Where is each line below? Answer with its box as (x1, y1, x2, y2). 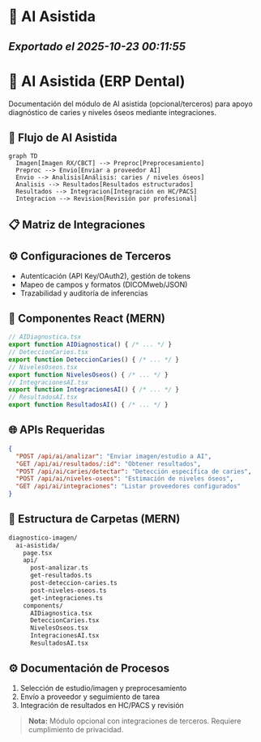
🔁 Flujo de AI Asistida (8, 130, 118, 144)
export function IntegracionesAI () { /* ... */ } (8, 386, 180, 394)
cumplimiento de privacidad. (28, 724, 124, 734)
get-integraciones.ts (29, 594, 104, 602)
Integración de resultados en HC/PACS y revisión (19, 700, 184, 710)
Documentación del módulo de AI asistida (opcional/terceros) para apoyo (8, 99, 253, 109)
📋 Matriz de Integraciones (8, 218, 146, 232)
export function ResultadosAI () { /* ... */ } (8, 401, 169, 409)
